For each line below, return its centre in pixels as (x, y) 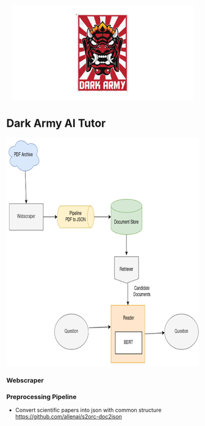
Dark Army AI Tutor (56, 123)
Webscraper (25, 380)
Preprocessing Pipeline (41, 397)
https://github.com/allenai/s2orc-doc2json (68, 417)
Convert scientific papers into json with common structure (88, 410)
